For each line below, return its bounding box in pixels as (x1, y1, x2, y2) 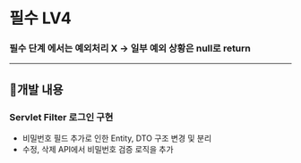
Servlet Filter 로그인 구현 (9, 110, 114, 123)
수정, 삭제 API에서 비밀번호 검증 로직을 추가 (21, 144, 174, 155)
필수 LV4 (9, 8, 72, 29)
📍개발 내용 (9, 82, 64, 97)
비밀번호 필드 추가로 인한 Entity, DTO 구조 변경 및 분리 (21, 133, 212, 143)
